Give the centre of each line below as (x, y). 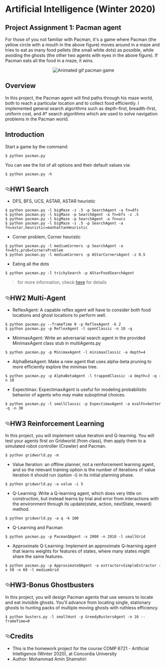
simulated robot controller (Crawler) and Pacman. (56, 446)
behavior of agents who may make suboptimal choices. (69, 395)
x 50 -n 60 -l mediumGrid (32, 570)
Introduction (25, 135)
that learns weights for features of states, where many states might (81, 551)
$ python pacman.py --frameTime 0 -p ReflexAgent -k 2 (63, 324)
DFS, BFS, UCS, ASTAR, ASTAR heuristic (54, 201)
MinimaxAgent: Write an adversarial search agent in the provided (79, 338)
